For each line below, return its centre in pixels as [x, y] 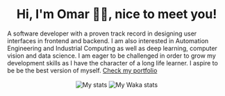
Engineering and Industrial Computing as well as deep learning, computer [112, 48]
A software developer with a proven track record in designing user [102, 33]
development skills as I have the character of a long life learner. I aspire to [113, 63]
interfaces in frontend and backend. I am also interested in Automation [108, 40]
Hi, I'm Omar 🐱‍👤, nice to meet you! [117, 14]
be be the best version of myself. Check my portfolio [82, 70]
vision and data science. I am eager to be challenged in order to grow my [112, 56]
